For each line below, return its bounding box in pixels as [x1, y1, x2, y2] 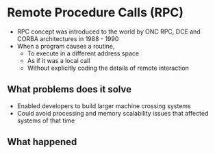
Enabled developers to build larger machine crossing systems [16, 101, 191, 110]
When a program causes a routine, [16, 42, 115, 50]
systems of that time [16, 116, 75, 125]
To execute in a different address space [27, 49, 139, 57]
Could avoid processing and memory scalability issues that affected [16, 109, 209, 117]
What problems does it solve [7, 84, 132, 95]
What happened [7, 136, 77, 148]
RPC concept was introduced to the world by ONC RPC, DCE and [16, 27, 201, 36]
